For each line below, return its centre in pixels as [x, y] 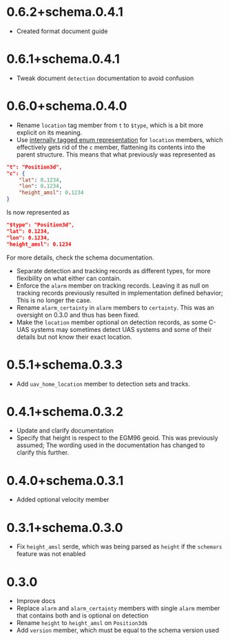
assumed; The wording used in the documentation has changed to [111, 445]
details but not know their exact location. [74, 337]
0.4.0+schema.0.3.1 [65, 481]
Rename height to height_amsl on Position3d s [82, 623]
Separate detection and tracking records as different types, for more [113, 270]
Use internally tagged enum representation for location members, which [119, 139]
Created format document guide [62, 31]
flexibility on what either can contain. [69, 278]
